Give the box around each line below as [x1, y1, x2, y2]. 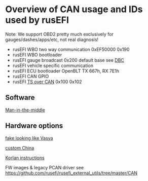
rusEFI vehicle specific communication [12, 62, 94, 68]
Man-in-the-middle [5, 106, 46, 113]
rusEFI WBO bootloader [12, 52, 62, 58]
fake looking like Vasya [5, 135, 53, 141]
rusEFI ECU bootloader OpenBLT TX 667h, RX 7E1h [12, 67, 120, 74]
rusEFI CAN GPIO [12, 73, 49, 79]
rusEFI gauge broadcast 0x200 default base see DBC [12, 57, 124, 63]
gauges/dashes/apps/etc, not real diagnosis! [5, 37, 99, 43]
